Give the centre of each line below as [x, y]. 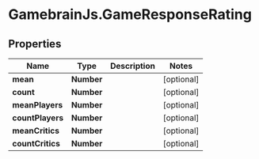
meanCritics [36, 131]
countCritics [36, 144]
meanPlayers [38, 105]
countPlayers [38, 118]
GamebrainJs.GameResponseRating [130, 15]
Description [133, 66]
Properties [35, 44]
